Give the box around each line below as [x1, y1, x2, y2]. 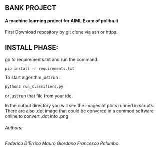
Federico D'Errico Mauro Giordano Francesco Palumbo [5, 140, 119, 146]
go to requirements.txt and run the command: [5, 57, 99, 63]
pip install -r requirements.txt [5, 66, 75, 71]
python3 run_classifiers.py [5, 84, 64, 89]
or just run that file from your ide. [5, 93, 73, 99]
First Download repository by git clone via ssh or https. [5, 29, 118, 35]
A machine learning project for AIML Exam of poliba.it [5, 17, 119, 24]
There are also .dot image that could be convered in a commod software [5, 108, 154, 114]
